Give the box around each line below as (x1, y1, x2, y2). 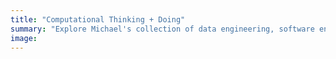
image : (10, 33, 38, 43)
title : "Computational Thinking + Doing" (10, 14, 186, 25)
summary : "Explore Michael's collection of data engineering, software (10, 24, 315, 34)
